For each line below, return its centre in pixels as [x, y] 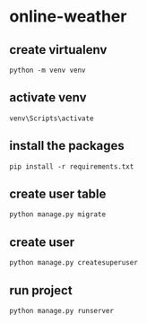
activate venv [48, 97]
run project [41, 290]
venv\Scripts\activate [52, 118]
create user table [58, 194]
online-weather [68, 17]
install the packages [67, 146]
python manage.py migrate [57, 215]
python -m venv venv [48, 70]
